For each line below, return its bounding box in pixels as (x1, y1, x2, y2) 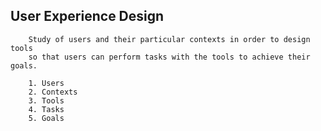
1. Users (28, 78, 65, 88)
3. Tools (28, 95, 65, 106)
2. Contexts (28, 87, 78, 97)
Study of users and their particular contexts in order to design (28, 34, 311, 44)
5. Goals (28, 113, 65, 123)
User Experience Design (10, 8, 165, 25)
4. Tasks (28, 104, 65, 114)
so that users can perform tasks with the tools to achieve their (28, 52, 311, 62)
